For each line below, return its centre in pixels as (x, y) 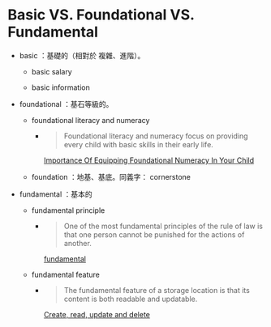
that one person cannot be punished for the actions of (154, 234)
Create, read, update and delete (97, 314)
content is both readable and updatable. (131, 299)
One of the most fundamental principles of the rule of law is (163, 226)
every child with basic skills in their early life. (139, 144)
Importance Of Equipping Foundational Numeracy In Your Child (149, 160)
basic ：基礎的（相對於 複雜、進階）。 (82, 55)
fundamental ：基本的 (56, 194)
